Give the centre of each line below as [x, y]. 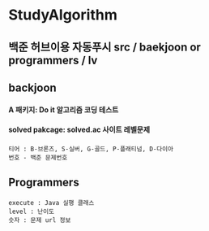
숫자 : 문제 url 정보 [40, 220]
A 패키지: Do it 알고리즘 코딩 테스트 [64, 109]
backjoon [32, 87]
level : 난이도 [32, 211]
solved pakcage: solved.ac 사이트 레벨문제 [79, 130]
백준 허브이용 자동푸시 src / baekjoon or [104, 47]
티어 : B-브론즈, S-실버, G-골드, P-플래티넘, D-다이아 [91, 149]
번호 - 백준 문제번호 [38, 157]
